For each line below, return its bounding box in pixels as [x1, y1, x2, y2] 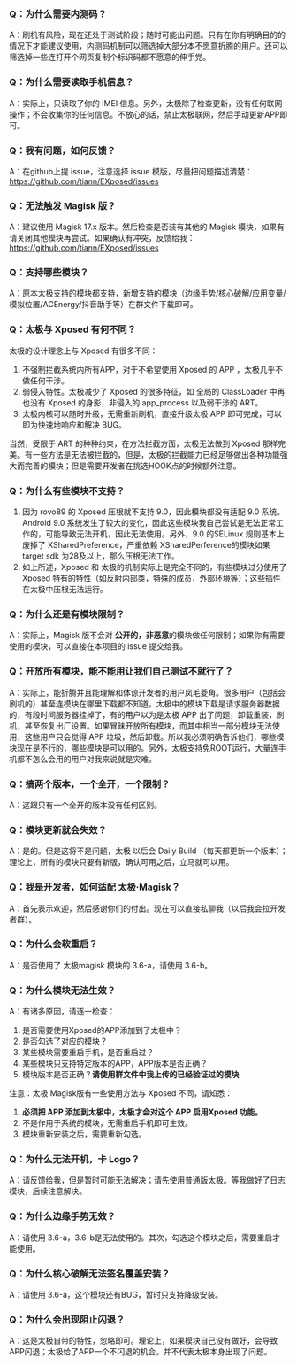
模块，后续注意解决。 [9, 1186, 87, 1197]
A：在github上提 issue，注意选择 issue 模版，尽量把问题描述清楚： [9, 166, 254, 176]
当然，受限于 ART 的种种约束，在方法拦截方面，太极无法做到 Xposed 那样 [9, 438, 278, 449]
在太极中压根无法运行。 [21, 584, 108, 595]
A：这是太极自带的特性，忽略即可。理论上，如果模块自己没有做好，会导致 [9, 1335, 278, 1346]
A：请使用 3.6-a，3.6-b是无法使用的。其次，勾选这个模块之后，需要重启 [9, 1232, 273, 1243]
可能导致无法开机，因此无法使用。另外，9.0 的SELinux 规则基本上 [45, 528, 285, 539]
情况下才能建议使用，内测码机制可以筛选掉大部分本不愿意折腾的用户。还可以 [9, 41, 288, 51]
